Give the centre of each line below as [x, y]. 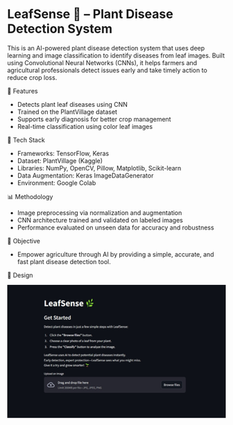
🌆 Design [20, 275]
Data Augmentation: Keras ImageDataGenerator [85, 175]
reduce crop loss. [32, 77]
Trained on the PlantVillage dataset [67, 112]
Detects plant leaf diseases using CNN [72, 104]
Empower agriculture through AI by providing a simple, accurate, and [115, 254]
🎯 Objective [24, 241]
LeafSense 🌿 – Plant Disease [90, 14]
